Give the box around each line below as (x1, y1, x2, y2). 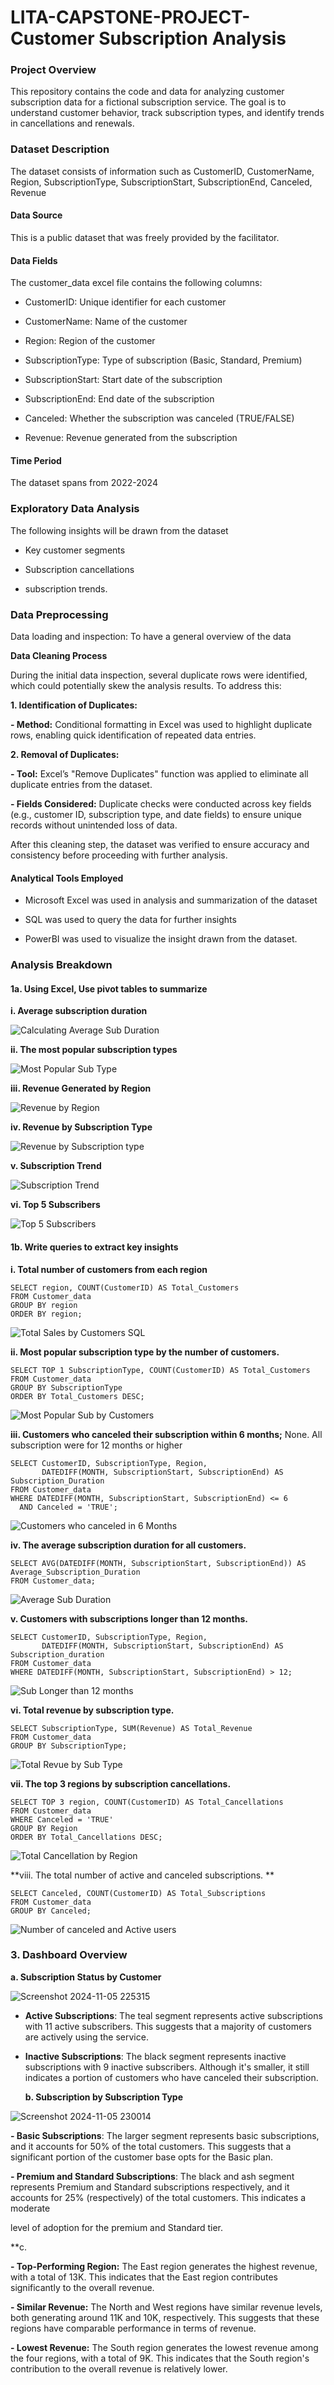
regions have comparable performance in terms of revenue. (10, 2322, 257, 2334)
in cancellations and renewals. (10, 117, 135, 130)
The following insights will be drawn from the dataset (10, 524, 229, 536)
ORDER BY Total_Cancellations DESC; (10, 1832, 163, 1842)
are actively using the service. (24, 2031, 149, 2043)
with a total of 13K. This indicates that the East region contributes (10, 2271, 278, 2283)
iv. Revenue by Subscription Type (10, 1121, 153, 1133)
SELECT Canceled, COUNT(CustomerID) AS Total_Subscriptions (10, 1888, 267, 1898)
